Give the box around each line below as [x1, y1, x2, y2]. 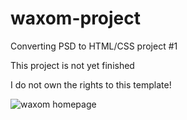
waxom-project [10, 7, 142, 30]
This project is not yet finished [10, 59, 135, 71]
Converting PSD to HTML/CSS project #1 [10, 40, 178, 52]
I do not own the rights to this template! [10, 78, 172, 91]
